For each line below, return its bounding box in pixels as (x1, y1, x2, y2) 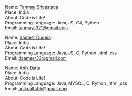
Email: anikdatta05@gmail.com (5, 86, 68, 91)
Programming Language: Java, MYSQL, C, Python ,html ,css (5, 80, 127, 86)
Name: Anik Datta (5, 65, 41, 71)
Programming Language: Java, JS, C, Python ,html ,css (5, 50, 117, 56)
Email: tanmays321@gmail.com (5, 25, 68, 31)
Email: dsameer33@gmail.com (5, 55, 67, 61)
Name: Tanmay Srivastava (5, 4, 58, 10)
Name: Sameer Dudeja (5, 34, 51, 40)
